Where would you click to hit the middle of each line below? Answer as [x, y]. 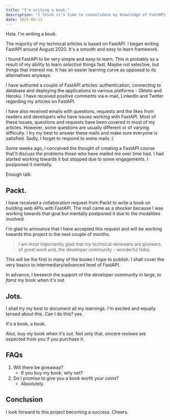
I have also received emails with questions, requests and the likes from [80, 111]
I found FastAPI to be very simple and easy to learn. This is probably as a [82, 59]
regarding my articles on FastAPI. [41, 101]
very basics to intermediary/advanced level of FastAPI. [63, 265]
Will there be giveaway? [38, 367]
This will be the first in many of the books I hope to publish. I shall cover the [85, 259]
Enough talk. [19, 174]
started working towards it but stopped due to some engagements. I [77, 159]
